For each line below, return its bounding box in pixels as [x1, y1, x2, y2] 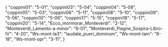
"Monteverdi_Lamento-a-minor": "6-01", [5, 25, 88, 31]
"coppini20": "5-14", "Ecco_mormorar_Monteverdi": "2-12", [5, 20, 127, 26]
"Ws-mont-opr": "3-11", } [14, 36, 65, 42]
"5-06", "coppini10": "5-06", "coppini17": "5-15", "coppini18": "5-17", [5, 15, 146, 20]
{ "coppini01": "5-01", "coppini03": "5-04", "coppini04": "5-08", [5, 4, 136, 10]
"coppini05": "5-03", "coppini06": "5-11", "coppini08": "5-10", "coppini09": [5, 9, 159, 15]
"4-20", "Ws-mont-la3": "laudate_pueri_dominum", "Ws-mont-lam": [14, 31, 153, 36]
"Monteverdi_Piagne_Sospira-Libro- [89, 25, 163, 31]
